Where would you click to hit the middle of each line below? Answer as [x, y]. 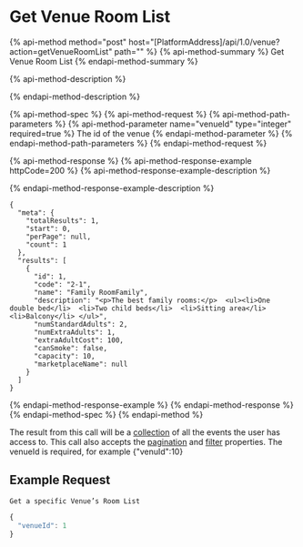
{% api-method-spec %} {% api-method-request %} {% [115, 114]
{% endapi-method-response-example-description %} [112, 187]
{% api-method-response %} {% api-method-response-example [131, 160]
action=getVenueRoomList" [61, 51]
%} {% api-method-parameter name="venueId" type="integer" [173, 124]
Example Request [60, 480]
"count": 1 [46, 244]
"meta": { [36, 213]
